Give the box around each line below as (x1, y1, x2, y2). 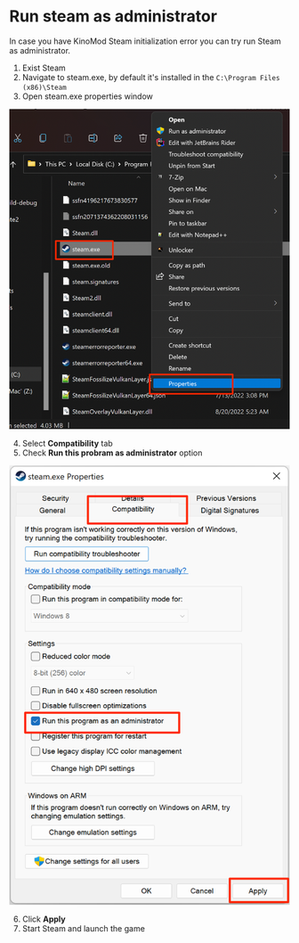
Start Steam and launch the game (21, 922, 145, 933)
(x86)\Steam (21, 83, 67, 92)
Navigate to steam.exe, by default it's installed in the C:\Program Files (21, 71, 280, 82)
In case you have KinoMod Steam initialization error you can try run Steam (9, 36, 282, 46)
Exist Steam (21, 62, 67, 73)
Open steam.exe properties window (21, 91, 153, 102)
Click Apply (21, 914, 66, 924)
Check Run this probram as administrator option (21, 447, 203, 458)
